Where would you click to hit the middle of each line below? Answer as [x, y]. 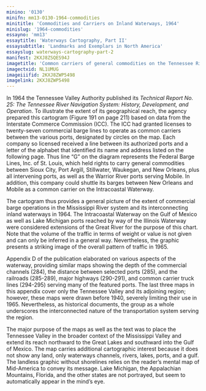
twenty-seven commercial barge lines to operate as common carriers [94, 131]
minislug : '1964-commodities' [45, 29]
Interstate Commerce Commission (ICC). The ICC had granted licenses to [99, 124]
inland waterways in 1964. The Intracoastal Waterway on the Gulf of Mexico [102, 214]
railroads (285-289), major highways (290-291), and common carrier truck [100, 278]
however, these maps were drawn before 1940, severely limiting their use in [102, 298]
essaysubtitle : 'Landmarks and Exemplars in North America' [85, 47]
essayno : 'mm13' [27, 35]
